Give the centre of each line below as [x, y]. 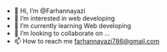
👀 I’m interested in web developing [64, 18]
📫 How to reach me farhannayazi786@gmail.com [87, 41]
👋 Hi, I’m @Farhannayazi [50, 11]
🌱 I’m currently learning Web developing [73, 26]
